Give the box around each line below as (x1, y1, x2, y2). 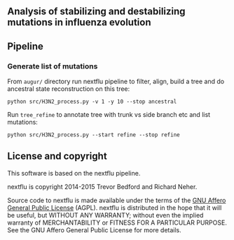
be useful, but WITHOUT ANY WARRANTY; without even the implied (7, 211, 204, 219)
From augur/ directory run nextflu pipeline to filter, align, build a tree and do (7, 77, 225, 86)
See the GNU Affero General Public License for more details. (7, 225, 182, 234)
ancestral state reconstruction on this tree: (7, 85, 130, 93)
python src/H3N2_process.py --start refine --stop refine (7, 132, 180, 139)
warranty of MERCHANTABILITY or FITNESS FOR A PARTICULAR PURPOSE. (7, 218, 228, 227)
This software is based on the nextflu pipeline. (7, 169, 141, 177)
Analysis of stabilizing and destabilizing (7, 6, 186, 17)
